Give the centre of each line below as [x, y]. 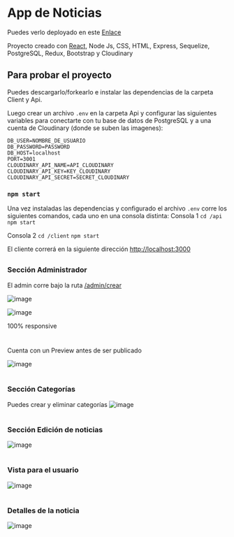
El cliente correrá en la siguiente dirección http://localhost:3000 [99, 249]
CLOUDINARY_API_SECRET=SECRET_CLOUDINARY [68, 177]
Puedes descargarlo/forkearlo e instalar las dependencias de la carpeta [110, 92]
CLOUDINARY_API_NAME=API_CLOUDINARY [60, 165]
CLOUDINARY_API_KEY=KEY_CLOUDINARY [59, 171]
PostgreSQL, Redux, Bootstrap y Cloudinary [70, 53]
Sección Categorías [41, 389]
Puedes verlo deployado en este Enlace [64, 32]
